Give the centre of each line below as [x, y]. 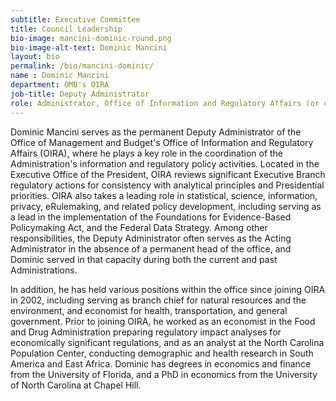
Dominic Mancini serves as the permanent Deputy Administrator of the [156, 132]
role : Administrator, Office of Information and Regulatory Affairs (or [165, 103]
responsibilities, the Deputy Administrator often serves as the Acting [151, 238]
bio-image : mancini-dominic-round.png [91, 38]
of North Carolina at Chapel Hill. [76, 385]
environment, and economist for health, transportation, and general [149, 310]
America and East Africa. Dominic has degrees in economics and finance [161, 363]
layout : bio [35, 57]
